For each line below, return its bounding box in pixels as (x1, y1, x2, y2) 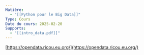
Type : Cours (5, 16, 31, 21)
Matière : (5, 7, 24, 12)
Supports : (5, 26, 26, 31)
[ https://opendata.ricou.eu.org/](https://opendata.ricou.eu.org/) (5, 44, 139, 50)
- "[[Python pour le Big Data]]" (10, 12, 81, 17)
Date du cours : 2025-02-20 (5, 21, 63, 26)
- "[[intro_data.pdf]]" (10, 30, 60, 35)
